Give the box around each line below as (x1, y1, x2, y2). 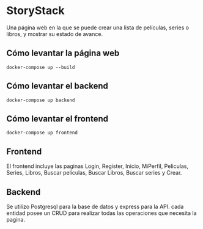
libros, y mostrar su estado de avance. (6, 30, 103, 37)
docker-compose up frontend (6, 129, 78, 136)
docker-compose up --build (6, 64, 75, 70)
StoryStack (6, 4, 65, 18)
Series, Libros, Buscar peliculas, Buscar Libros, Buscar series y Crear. (6, 169, 182, 176)
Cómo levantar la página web (6, 48, 120, 59)
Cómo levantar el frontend (6, 114, 109, 124)
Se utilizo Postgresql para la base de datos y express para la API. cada (6, 203, 184, 210)
